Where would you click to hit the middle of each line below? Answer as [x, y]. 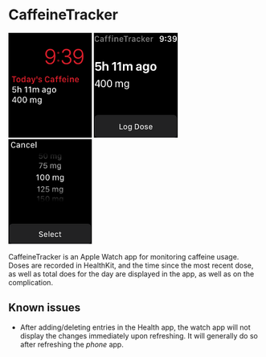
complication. [31, 282]
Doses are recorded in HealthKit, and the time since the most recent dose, [131, 265]
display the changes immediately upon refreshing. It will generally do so [139, 335]
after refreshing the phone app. [72, 344]
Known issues [45, 308]
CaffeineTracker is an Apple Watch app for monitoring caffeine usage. [124, 256]
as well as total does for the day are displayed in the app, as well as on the [131, 274]
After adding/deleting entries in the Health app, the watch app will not [135, 327]
